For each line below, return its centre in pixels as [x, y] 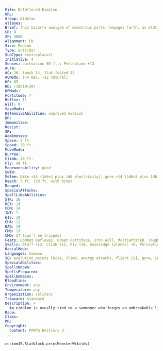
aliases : [14, 23]
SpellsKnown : [18, 267]
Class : [12, 317]
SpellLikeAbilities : [26, 195]
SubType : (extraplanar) [29, 55]
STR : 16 [13, 199]
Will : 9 [13, 105]
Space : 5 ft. [18, 141]
